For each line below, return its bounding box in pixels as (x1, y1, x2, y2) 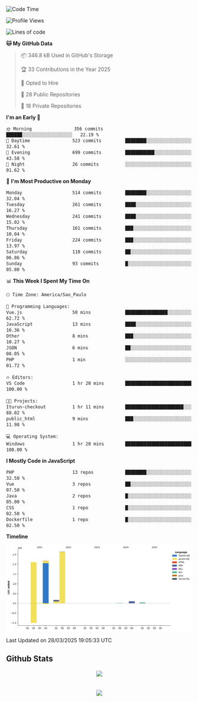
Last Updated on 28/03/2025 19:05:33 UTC (6, 636, 112, 643)
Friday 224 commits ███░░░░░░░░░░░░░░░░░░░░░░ (6, 237, 192, 243)
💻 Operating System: (6, 434, 59, 440)
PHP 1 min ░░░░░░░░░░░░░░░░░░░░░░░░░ (6, 357, 192, 363)
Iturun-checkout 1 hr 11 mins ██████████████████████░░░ (6, 404, 192, 410)
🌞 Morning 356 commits (6, 126, 103, 132)
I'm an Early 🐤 (6, 114, 41, 121)
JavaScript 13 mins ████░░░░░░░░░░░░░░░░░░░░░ (6, 321, 192, 327)
